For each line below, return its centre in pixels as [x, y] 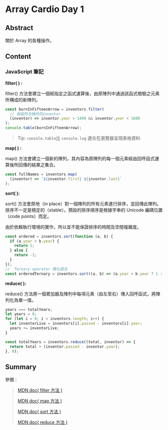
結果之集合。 [45, 165]
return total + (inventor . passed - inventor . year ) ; [65, 347]
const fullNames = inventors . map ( [41, 174]
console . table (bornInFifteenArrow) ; [43, 128]
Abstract [19, 28]
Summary [21, 367]
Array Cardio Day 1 [45, 9]
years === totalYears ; [29, 309]
